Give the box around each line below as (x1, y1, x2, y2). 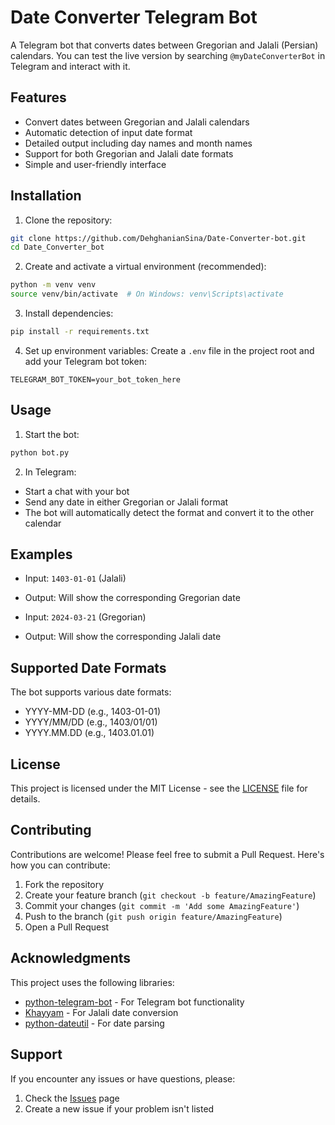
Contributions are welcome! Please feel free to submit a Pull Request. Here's (10, 848, 325, 860)
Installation (10, 187, 82, 205)
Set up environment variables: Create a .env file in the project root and (24, 344, 315, 356)
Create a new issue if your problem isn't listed (24, 1102, 215, 1115)
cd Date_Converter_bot (10, 242, 105, 253)
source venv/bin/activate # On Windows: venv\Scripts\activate (10, 289, 284, 300)
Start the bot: (24, 428, 80, 440)
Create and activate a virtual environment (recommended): (24, 261, 267, 273)
